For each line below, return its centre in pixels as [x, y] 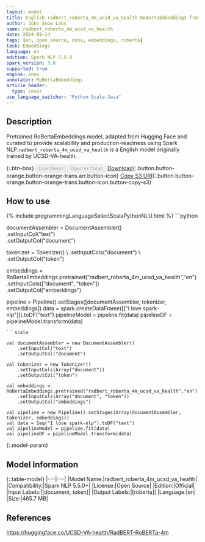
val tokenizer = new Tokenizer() [49, 365]
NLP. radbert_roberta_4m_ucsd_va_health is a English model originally [93, 149]
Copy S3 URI [136, 176]
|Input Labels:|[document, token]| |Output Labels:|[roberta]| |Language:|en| [101, 492]
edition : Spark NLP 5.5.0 [39, 57]
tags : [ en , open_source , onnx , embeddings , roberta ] [75, 40]
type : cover [27, 91]
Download [120, 168]
